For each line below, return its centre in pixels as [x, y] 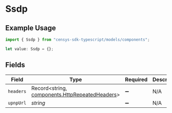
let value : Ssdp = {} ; [29, 49]
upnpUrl [17, 103]
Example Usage [31, 28]
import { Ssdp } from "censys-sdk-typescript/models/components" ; [78, 40]
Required [136, 79]
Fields [15, 65]
